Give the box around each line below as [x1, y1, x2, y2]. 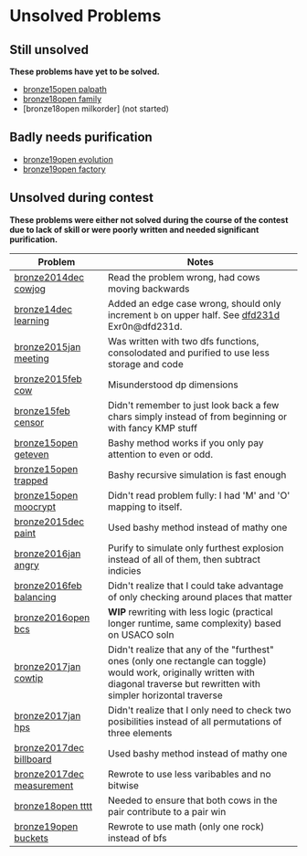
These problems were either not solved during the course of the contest [9, 214, 289, 225]
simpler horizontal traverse [108, 689, 223, 702]
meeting [14, 352, 50, 365]
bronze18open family [22, 93, 102, 104]
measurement [14, 778, 74, 791]
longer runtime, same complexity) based [108, 617, 281, 629]
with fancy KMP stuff [108, 421, 198, 434]
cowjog [14, 282, 46, 295]
